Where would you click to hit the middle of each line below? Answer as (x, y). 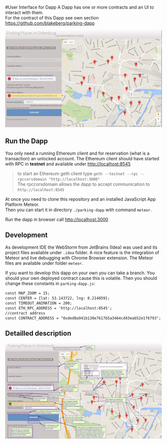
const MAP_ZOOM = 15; (28, 293)
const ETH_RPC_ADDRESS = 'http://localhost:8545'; (59, 308)
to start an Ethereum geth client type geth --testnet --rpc (78, 173)
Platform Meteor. (22, 204)
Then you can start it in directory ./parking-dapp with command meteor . (79, 210)
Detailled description (38, 333)
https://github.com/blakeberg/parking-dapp (50, 23)
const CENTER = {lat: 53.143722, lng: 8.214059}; (58, 298)
